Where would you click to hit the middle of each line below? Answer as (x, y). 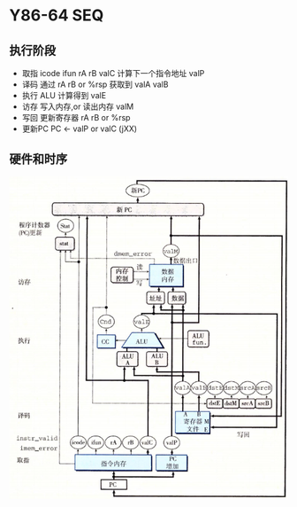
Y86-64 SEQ (57, 16)
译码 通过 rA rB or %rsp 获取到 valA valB (95, 84)
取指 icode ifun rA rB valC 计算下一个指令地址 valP (113, 73)
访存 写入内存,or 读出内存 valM (78, 106)
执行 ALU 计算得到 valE (64, 95)
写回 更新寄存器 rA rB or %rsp (76, 117)
